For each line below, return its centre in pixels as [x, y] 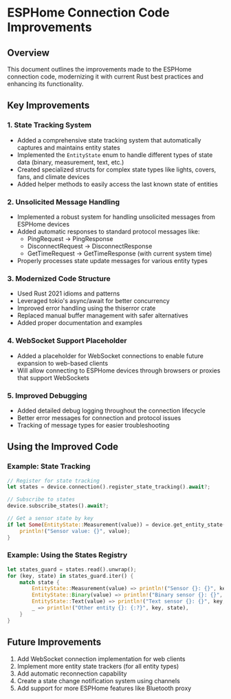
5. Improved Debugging [47, 395]
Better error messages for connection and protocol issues [99, 417]
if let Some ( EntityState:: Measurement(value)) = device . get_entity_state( [117, 525]
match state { [40, 582]
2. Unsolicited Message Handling [64, 202]
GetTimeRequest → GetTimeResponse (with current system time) [120, 253]
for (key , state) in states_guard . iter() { [70, 576]
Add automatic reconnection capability [72, 674]
